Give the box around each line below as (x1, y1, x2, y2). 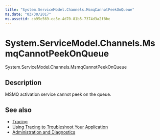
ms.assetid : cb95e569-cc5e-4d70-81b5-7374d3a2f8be (5, 16, 111, 21)
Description (5, 78, 42, 86)
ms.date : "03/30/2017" (5, 12, 51, 17)
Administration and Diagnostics (12, 129, 76, 135)
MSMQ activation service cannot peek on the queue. (5, 91, 112, 97)
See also (5, 106, 32, 114)
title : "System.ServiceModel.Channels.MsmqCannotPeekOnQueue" (5, 7, 135, 12)
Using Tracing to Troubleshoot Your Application (12, 124, 108, 130)
